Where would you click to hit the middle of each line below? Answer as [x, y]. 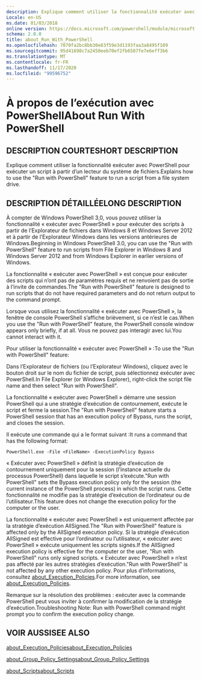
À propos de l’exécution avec [80, 103]
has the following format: [37, 441]
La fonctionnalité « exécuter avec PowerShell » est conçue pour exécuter [97, 274]
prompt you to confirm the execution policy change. [70, 614]
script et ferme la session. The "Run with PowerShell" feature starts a [91, 410]
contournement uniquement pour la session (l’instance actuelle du [88, 470]
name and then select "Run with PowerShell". [62, 386]
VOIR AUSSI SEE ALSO [48, 633]
